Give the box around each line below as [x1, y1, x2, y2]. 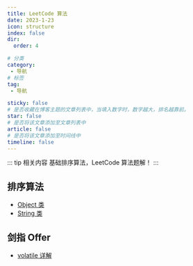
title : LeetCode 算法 [7, 10, 68, 17]
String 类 [17, 209, 43, 217]
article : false [7, 126, 51, 133]
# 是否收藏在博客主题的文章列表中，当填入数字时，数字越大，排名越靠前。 [7, 106, 190, 113]
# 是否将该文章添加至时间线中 [7, 132, 81, 139]
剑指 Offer [7, 231, 51, 243]
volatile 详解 [17, 251, 52, 259]
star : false [7, 113, 42, 120]
